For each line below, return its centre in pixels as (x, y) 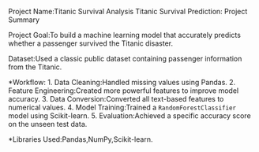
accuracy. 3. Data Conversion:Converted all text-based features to (116, 99)
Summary (24, 20)
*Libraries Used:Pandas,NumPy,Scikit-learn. (81, 139)
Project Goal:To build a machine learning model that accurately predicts (124, 35)
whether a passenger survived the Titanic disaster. (91, 43)
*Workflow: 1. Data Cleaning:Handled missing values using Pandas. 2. (122, 82)
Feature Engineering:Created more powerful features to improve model (124, 91)
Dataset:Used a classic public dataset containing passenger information (125, 59)
